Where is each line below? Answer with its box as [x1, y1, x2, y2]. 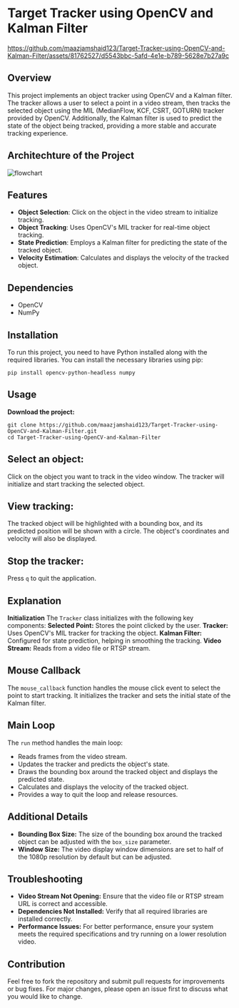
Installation [7, 329, 59, 341]
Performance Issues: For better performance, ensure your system [17, 922, 214, 931]
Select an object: [7, 453, 84, 465]
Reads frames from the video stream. [17, 752, 128, 760]
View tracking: [7, 501, 74, 513]
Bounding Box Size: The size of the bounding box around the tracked [17, 830, 223, 838]
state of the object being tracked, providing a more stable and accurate [7, 121, 217, 130]
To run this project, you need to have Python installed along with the [7, 348, 208, 356]
